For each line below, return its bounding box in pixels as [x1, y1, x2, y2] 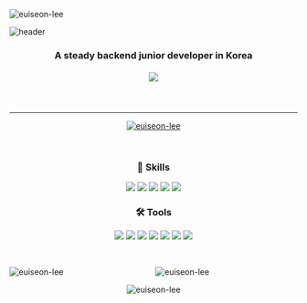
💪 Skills [136, 161, 171, 173]
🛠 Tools [135, 206, 172, 219]
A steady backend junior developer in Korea [54, 48, 253, 61]
